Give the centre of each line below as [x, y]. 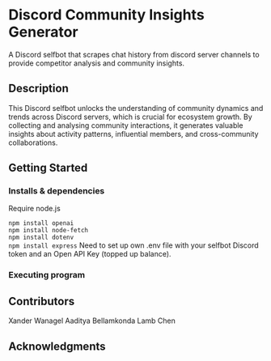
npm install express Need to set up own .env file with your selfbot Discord [133, 245]
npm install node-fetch [49, 231]
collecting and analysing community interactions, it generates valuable [126, 125]
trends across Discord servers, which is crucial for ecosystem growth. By [130, 117]
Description [38, 89]
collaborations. [33, 142]
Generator [43, 32]
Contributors [42, 301]
